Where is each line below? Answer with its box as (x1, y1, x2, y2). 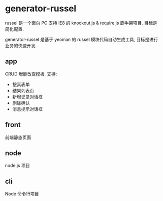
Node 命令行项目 (5, 191, 39, 197)
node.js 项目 (5, 163, 31, 168)
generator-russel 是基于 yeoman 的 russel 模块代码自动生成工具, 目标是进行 (5, 36, 159, 42)
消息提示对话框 (12, 106, 43, 112)
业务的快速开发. (5, 42, 37, 48)
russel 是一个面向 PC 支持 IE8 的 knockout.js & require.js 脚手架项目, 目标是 (5, 20, 158, 26)
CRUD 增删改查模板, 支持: (5, 71, 57, 77)
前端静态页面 (5, 134, 31, 140)
